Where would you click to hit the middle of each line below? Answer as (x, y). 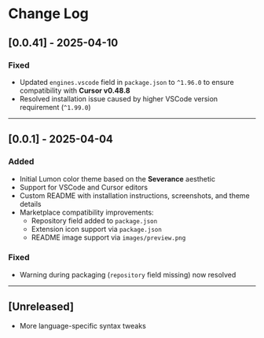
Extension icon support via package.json (97, 229)
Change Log (48, 14)
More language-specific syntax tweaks (83, 325)
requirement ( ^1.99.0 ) (55, 107)
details (30, 204)
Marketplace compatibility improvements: (87, 212)
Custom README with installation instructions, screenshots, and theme (134, 195)
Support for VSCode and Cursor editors (83, 187)
